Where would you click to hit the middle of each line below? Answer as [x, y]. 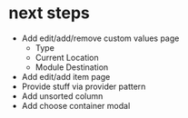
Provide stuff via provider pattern [84, 86]
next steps [49, 13]
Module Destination [72, 67]
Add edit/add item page [66, 76]
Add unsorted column [62, 96]
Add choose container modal [76, 105]
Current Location [67, 57]
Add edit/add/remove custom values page [100, 38]
